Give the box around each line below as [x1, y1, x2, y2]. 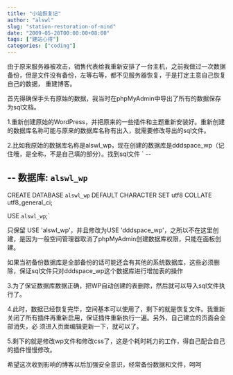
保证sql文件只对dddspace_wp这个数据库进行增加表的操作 [19, 266, 184, 274]
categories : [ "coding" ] [7, 42, 76, 49]
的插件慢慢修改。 [7, 345, 56, 354]
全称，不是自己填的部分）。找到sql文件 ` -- [31, 150, 151, 158]
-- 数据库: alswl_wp [7, 172, 88, 184]
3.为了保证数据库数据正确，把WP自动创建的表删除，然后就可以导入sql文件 [7, 281, 220, 290]
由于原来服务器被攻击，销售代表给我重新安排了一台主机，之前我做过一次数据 [7, 62, 226, 70]
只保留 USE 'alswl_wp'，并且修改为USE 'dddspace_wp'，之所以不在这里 [7, 226, 213, 234]
